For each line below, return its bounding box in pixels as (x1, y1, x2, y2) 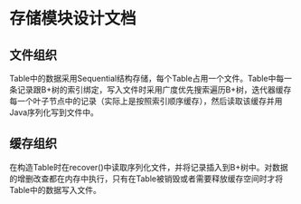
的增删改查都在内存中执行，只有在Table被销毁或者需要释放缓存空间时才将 (9, 173, 283, 184)
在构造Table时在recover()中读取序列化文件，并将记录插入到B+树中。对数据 (9, 161, 288, 172)
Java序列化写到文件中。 (9, 107, 99, 118)
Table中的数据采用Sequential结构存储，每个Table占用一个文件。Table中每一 (9, 73, 292, 83)
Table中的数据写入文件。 (9, 184, 101, 195)
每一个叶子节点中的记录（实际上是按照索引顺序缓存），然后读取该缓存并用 (9, 96, 283, 106)
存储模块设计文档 (9, 8, 137, 29)
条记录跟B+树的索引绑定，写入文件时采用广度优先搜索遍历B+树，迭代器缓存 (9, 84, 292, 95)
